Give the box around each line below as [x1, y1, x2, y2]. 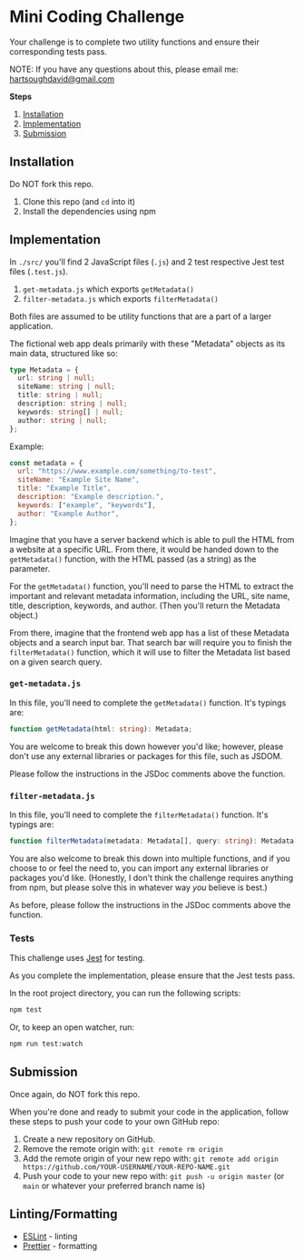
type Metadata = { [9, 365, 79, 375]
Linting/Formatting [9, 1206, 118, 1222]
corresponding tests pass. [9, 45, 107, 56]
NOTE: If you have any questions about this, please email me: [9, 64, 239, 75]
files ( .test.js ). [9, 265, 68, 276]
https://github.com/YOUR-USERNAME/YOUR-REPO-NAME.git [22, 1162, 230, 1172]
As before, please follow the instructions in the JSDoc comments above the [9, 899, 291, 910]
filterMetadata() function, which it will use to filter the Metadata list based [9, 646, 290, 657]
